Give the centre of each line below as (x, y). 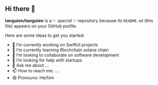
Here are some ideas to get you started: (45, 35)
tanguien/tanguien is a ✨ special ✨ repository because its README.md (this (79, 20)
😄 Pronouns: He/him (33, 77)
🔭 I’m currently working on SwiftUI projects (55, 44)
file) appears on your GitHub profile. (41, 26)
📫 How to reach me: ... (35, 71)
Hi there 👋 (20, 9)
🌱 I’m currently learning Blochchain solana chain (60, 50)
